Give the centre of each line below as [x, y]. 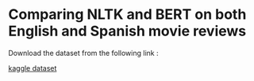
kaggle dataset [33, 68]
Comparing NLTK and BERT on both [127, 15]
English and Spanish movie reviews [127, 31]
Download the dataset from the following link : [83, 53]
